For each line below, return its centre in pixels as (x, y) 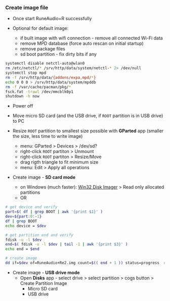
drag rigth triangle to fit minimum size (59, 162)
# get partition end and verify (39, 235)
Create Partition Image (44, 283)
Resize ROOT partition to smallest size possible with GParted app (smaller (88, 131)
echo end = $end (22, 249)
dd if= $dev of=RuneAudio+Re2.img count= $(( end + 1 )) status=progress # (86, 263)
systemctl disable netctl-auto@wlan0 (45, 64)
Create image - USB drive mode (46, 272)
